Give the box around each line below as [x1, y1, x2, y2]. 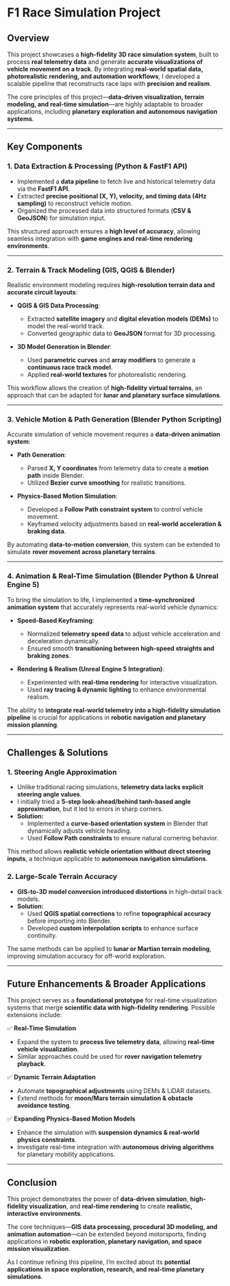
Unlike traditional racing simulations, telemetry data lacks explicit [16, 783, 204, 791]
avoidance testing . [16, 1101, 72, 1110]
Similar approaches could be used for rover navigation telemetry [16, 1053, 203, 1061]
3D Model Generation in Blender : [16, 342, 112, 351]
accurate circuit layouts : [7, 288, 78, 296]
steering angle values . [16, 790, 82, 799]
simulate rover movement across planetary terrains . [7, 548, 157, 556]
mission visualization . [7, 1245, 71, 1253]
